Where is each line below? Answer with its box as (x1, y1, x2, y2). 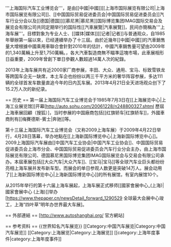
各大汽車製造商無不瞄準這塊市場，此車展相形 (70, 50, 164, 56)
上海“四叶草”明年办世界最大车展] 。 (14, 202, 87, 207)
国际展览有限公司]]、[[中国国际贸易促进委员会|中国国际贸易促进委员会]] (9, 11, 160, 17)
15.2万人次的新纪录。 (5, 86, 50, 92)
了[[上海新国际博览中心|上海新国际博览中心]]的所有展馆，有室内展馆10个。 (5, 171, 161, 178)
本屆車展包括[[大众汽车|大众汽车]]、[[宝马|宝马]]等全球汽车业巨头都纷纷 (14, 159, 165, 165)
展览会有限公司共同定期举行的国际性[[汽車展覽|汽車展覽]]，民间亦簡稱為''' (5, 24, 161, 30)
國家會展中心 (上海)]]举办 (5, 189, 58, 194)
